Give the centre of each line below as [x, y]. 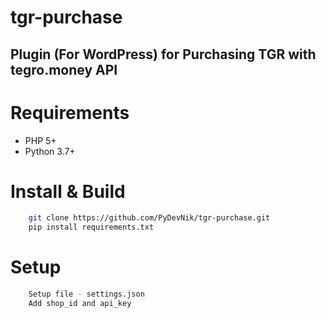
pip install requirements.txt [91, 227]
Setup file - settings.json [86, 294]
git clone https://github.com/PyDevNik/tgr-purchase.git [149, 218]
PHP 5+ [40, 140]
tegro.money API [64, 69]
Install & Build [68, 191]
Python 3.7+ [50, 151]
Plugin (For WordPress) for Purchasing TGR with [163, 54]
